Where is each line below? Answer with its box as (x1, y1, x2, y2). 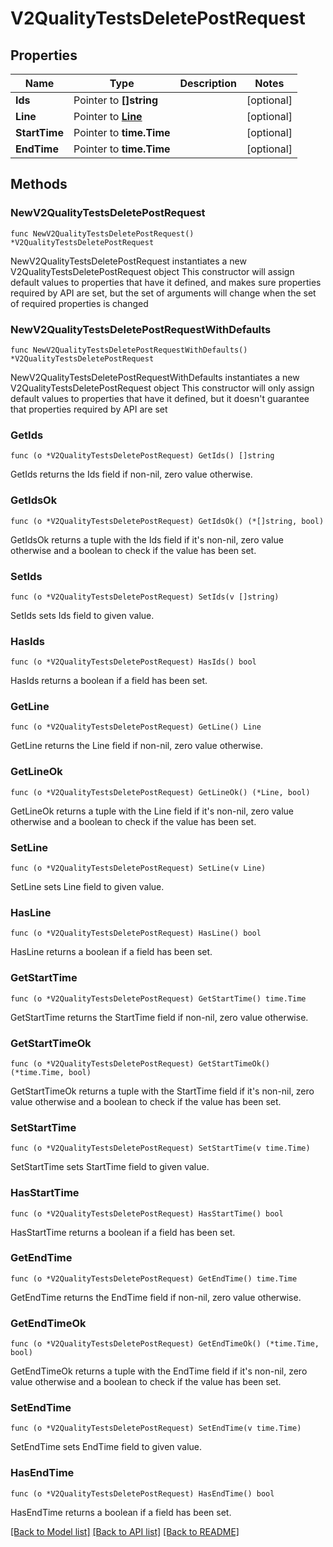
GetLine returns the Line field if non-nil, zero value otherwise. (10, 740, 263, 752)
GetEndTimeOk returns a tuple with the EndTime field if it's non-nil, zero (10, 1365, 308, 1377)
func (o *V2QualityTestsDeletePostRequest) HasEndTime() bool (10, 1488, 275, 1499)
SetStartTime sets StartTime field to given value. (10, 1161, 210, 1173)
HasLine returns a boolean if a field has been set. (10, 946, 213, 958)
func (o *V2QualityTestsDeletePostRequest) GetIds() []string (10, 451, 275, 461)
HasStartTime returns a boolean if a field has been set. (10, 1226, 236, 1238)
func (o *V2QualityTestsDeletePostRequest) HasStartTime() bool (10, 1208, 284, 1219)
